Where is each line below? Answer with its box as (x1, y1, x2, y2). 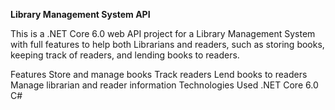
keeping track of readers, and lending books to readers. (10, 49, 240, 61)
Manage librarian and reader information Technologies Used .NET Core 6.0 (10, 79, 319, 91)
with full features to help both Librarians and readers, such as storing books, (10, 39, 325, 50)
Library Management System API (10, 9, 151, 20)
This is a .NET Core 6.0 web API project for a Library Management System (10, 28, 316, 39)
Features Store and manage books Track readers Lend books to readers (10, 69, 308, 80)
